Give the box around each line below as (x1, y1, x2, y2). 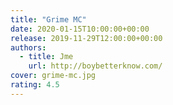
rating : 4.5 (10, 80, 60, 90)
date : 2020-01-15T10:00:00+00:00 (10, 24, 150, 34)
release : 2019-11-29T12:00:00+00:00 (10, 33, 163, 43)
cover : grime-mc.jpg (10, 71, 97, 81)
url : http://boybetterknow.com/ (28, 61, 163, 71)
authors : (10, 42, 47, 53)
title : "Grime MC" (10, 14, 87, 25)
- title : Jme (19, 52, 74, 62)
